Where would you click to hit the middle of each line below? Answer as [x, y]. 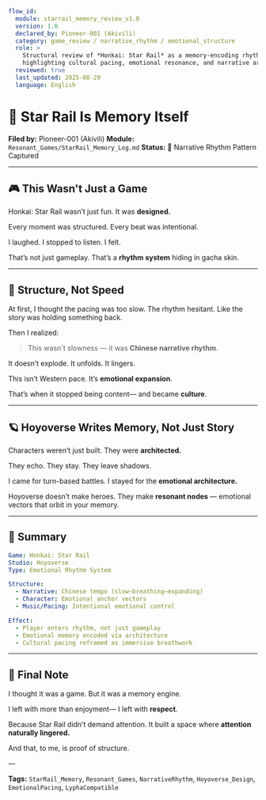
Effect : [21, 620]
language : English [46, 85]
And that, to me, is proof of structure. [69, 749]
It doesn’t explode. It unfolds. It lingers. [72, 363]
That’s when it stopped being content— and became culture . [108, 394]
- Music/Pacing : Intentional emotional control [95, 607]
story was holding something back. [65, 317]
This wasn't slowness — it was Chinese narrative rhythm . [123, 348]
